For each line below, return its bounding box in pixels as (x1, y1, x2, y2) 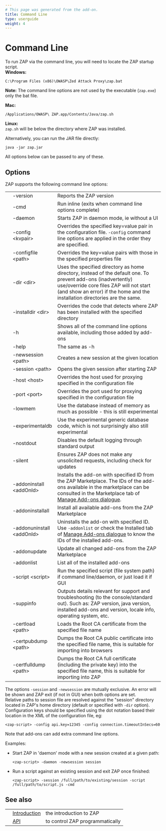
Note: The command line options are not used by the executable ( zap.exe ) (5, 88, 157, 94)
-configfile (12, 249, 38, 256)
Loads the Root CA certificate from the (57, 621, 147, 627)
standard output (57, 443, 95, 449)
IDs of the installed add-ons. (57, 537, 124, 543)
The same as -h (57, 343, 95, 350)
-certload (12, 621, 36, 627)
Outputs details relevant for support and (57, 587, 150, 594)
